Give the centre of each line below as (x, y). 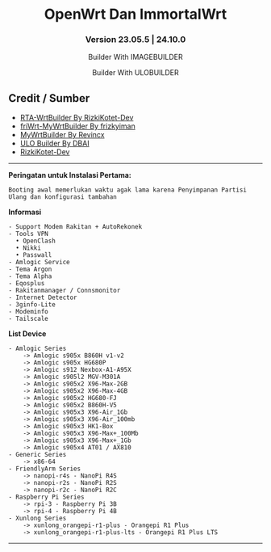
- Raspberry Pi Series (46, 497)
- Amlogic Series (38, 349)
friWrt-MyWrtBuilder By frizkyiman (77, 126)
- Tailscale (28, 319)
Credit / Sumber (49, 98)
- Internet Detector (43, 298)
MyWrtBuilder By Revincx (62, 135)
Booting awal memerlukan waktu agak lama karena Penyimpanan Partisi (128, 190)
